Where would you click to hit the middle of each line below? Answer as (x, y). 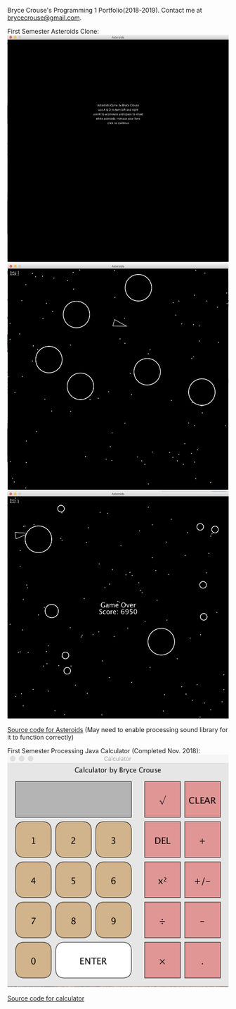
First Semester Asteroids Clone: (53, 31)
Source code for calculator (46, 998)
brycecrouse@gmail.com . (45, 18)
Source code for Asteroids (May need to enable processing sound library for (118, 729)
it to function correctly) (41, 737)
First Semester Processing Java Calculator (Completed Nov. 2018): (104, 750)
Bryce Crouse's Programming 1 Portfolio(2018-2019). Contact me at (105, 10)
